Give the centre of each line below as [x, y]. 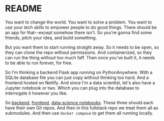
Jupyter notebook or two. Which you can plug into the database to [72, 88]
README [24, 9]
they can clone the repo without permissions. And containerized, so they [79, 52]
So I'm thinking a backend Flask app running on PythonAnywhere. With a [79, 72]
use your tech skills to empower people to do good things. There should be [81, 27]
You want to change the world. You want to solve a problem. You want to [79, 22]
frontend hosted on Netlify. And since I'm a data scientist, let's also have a [80, 83]
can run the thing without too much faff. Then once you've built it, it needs [80, 57]
